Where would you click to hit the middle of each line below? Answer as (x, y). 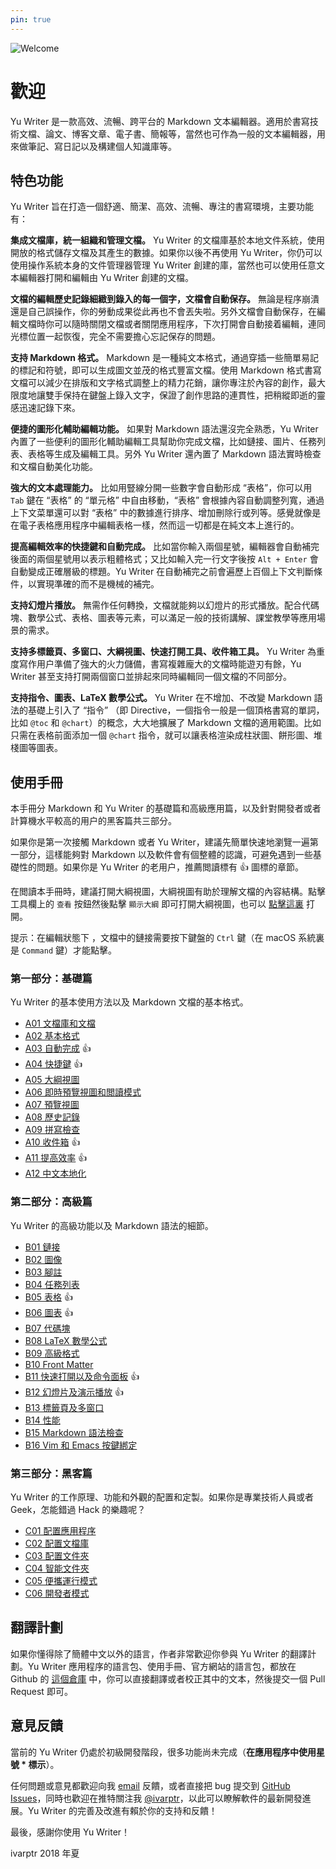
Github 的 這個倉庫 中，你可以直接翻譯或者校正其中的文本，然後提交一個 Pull (168, 1678)
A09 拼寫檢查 (52, 1130)
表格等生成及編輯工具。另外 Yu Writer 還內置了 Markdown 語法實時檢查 (174, 454)
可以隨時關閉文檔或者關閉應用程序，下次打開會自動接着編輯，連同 (189, 324)
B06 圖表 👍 (49, 1312)
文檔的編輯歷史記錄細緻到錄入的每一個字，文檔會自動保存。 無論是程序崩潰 (165, 299)
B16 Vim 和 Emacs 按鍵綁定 (81, 1445)
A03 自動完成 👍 (58, 1048)
